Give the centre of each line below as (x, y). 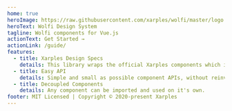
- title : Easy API (40, 71)
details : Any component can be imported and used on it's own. (113, 90)
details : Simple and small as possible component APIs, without (114, 78)
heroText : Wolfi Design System (52, 26)
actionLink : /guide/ (37, 46)
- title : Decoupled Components (58, 84)
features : (21, 52)
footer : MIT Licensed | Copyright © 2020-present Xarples (92, 97)
